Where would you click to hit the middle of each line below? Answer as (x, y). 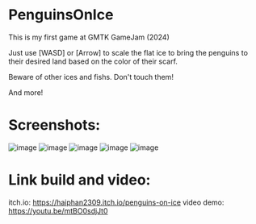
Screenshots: (55, 125)
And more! (26, 92)
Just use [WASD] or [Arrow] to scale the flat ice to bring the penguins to (128, 52)
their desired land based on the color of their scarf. (93, 61)
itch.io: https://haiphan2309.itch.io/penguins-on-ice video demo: (116, 202)
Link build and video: (80, 180)
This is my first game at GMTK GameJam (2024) (89, 37)
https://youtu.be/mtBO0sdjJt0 (58, 210)
